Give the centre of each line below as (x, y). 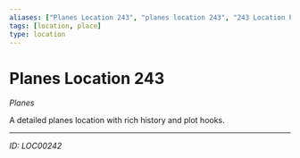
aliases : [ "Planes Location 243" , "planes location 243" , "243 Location (147, 17)
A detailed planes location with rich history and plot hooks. (117, 121)
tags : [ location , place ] (55, 26)
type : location (37, 34)
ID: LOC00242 (36, 146)
